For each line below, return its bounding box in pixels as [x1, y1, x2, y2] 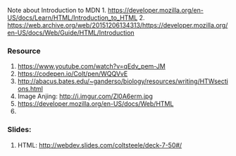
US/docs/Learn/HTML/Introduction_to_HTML [7, 13, 138, 22]
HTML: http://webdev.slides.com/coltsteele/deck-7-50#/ [17, 140, 182, 149]
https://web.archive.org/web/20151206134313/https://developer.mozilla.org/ [7, 21, 228, 29]
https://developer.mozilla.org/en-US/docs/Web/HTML [17, 100, 174, 108]
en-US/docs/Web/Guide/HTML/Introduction [7, 28, 135, 37]
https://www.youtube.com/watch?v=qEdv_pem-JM [17, 62, 166, 71]
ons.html [17, 85, 44, 93]
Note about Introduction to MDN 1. [7, 6, 107, 14]
